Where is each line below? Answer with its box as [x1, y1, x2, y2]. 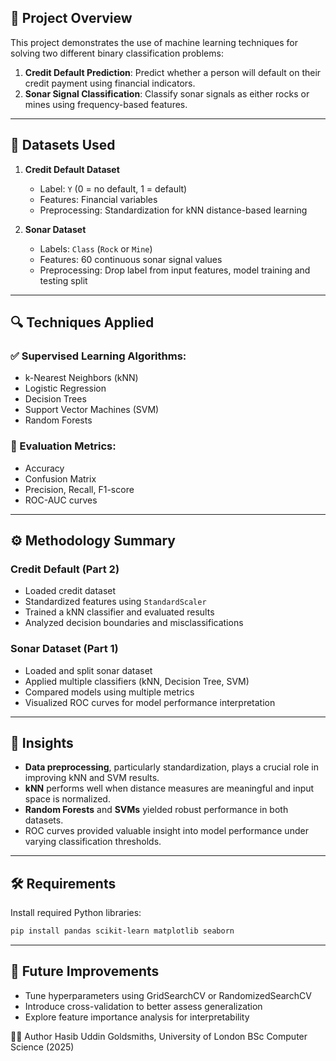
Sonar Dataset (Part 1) [10, 642, 119, 656]
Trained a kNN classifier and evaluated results [24, 606, 215, 618]
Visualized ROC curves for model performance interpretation [24, 696, 276, 708]
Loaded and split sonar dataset [24, 664, 153, 676]
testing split [39, 274, 88, 286]
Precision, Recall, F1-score [24, 483, 135, 495]
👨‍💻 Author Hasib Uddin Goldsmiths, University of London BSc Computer [10, 1030, 308, 1042]
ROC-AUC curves [24, 494, 98, 506]
